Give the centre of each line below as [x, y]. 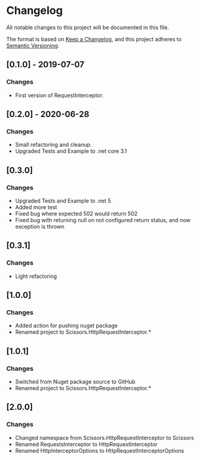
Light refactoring [36, 276]
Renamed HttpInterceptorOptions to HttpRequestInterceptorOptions [99, 450]
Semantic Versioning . [33, 46]
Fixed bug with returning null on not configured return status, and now [103, 220]
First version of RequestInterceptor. [59, 95]
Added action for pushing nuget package [66, 326]
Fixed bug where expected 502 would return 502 [76, 214]
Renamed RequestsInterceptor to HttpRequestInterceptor [86, 444]
